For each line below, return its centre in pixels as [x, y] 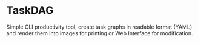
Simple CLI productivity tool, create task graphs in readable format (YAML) [99, 27]
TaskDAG [30, 10]
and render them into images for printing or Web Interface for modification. [100, 33]
